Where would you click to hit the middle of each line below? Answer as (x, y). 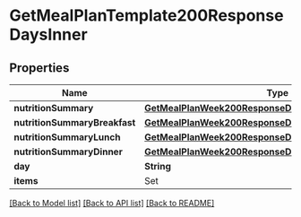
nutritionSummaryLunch (67, 137)
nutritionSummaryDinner (68, 152)
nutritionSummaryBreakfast (75, 122)
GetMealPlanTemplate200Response (146, 16)
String (158, 166)
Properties (39, 68)
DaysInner (48, 35)
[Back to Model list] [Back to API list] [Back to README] (112, 203)
